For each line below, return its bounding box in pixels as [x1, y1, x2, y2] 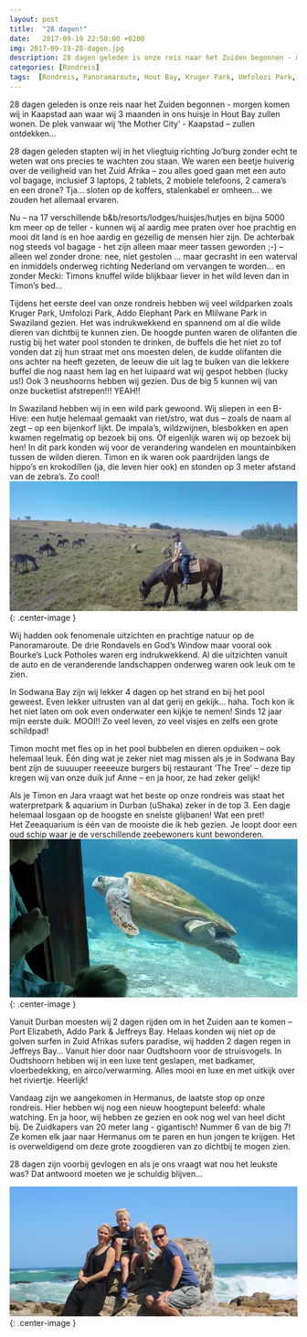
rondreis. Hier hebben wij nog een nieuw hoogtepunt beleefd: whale [9, 1102, 266, 1113]
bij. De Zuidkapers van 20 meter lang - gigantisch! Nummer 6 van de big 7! [9, 1121, 291, 1132]
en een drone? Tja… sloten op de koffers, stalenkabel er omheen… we [9, 184, 272, 196]
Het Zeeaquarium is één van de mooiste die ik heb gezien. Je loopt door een [9, 818, 297, 829]
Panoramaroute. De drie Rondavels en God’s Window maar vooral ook [9, 639, 272, 650]
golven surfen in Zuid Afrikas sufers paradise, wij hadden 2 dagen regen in [9, 1035, 291, 1046]
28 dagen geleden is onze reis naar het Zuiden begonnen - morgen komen [9, 99, 291, 110]
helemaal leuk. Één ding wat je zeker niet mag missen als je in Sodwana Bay [9, 753, 295, 764]
